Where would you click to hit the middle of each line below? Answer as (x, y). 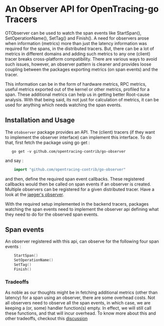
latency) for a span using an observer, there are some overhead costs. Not (80, 298)
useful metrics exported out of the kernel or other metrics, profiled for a (77, 89)
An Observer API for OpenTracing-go (82, 9)
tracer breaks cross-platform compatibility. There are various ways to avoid (81, 59)
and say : (14, 161)
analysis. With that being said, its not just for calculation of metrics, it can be (82, 99)
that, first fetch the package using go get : (47, 142)
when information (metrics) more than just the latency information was (76, 43)
